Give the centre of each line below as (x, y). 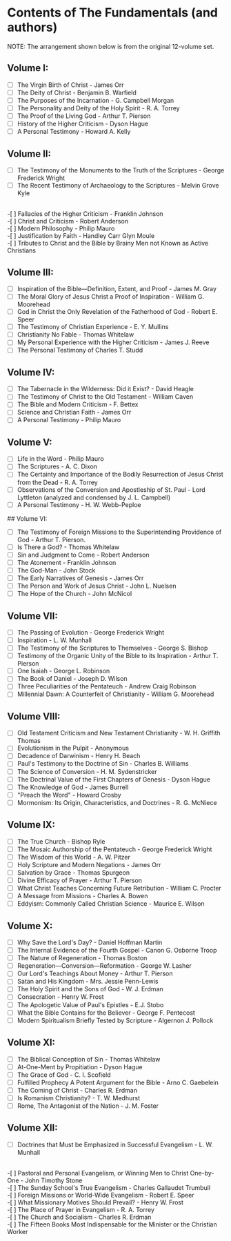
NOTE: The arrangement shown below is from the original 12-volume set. (111, 46)
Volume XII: (32, 1128)
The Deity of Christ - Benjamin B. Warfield (77, 92)
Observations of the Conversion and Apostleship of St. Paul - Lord (111, 489)
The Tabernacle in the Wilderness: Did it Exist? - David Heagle (106, 389)
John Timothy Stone (54, 1180)
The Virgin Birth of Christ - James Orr (70, 85)
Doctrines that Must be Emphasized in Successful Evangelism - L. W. (115, 1144)
